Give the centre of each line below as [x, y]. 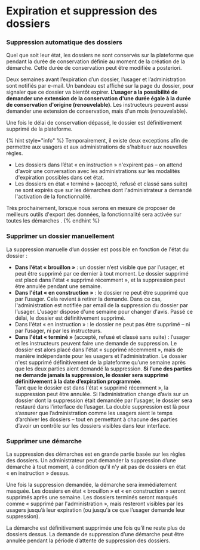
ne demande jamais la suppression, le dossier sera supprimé [92, 375]
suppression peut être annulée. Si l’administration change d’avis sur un [102, 394]
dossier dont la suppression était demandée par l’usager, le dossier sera [104, 400]
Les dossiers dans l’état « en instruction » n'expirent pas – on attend [99, 165]
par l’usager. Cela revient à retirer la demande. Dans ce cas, [88, 299]
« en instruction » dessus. [38, 473]
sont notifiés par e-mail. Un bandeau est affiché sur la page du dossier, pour [100, 86]
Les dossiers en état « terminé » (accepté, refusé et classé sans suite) [101, 184]
